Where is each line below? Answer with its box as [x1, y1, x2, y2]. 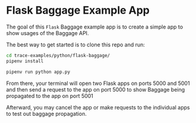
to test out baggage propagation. [6, 110, 87, 117]
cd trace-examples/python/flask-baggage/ [6, 52, 110, 58]
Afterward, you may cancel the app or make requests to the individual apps [6, 103, 190, 111]
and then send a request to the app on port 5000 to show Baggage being [6, 86, 185, 93]
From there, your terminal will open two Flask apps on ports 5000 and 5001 [6, 80, 190, 87]
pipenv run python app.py [6, 69, 70, 75]
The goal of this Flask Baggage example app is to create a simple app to [6, 23, 183, 30]
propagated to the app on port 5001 [6, 92, 94, 99]
